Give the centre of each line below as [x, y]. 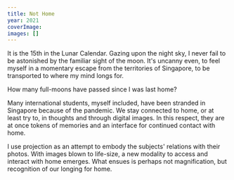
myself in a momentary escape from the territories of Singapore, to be [109, 68]
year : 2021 [23, 20]
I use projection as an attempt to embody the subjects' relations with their [114, 147]
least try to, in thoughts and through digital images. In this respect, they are [116, 118]
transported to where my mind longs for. [66, 76]
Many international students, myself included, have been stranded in [106, 103]
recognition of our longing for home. [60, 169]
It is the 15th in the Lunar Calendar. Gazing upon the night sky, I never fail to [117, 53]
